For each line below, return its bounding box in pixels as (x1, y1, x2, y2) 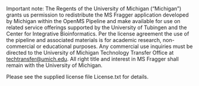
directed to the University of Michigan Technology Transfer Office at (6, 49, 174, 56)
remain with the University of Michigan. (6, 62, 103, 69)
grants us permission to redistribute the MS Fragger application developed (6, 11, 189, 18)
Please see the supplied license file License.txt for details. (6, 74, 149, 80)
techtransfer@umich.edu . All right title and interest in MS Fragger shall (6, 56, 179, 62)
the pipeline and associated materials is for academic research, (6, 37, 162, 43)
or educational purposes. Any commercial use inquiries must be (36, 43, 193, 50)
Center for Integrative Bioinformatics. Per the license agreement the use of (6, 30, 189, 37)
